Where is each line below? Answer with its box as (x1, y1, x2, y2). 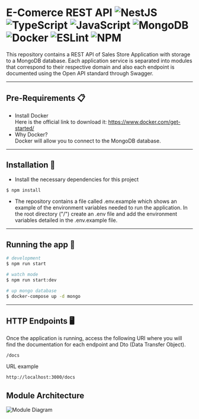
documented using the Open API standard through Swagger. (6, 69, 154, 77)
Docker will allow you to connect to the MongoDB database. (14, 137, 161, 144)
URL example (6, 363, 39, 370)
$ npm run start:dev (6, 277, 57, 283)
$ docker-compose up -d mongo (6, 293, 81, 299)
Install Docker (14, 112, 49, 119)
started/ (14, 125, 34, 132)
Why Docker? (14, 131, 48, 138)
